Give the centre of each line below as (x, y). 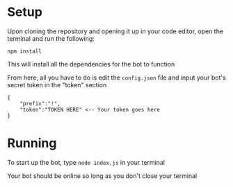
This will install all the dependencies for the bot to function (91, 64)
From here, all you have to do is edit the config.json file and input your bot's (116, 78)
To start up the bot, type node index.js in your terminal (86, 162)
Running (32, 143)
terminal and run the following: (51, 38)
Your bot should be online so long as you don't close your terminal (102, 176)
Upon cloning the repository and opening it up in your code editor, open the (115, 31)
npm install (24, 51)
